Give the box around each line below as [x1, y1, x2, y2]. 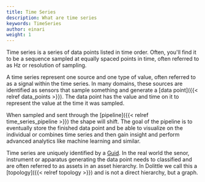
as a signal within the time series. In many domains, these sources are [6, 80, 183, 88]
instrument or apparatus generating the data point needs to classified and [6, 156, 193, 163]
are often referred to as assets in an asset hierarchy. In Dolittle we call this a [6, 162, 198, 170]
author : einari [6, 26, 45, 32]
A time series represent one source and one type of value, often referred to [6, 74, 196, 81]
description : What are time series [6, 15, 97, 21]
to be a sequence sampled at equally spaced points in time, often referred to [6, 55, 199, 63]
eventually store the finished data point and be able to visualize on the [6, 124, 184, 132]
